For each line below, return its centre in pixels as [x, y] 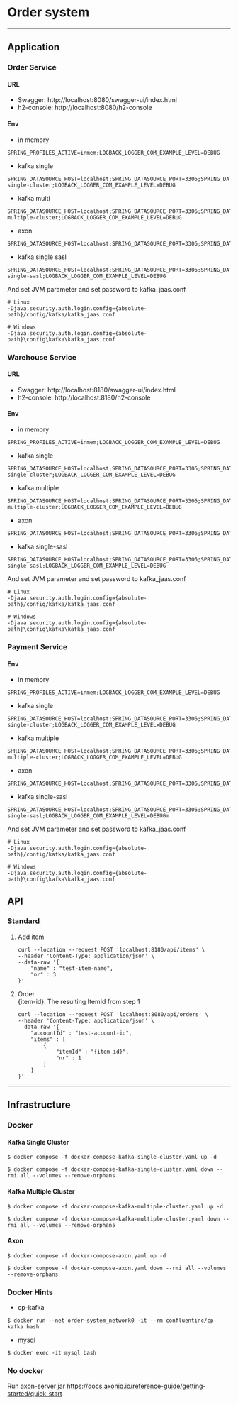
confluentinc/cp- [191, 1321]
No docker [25, 1370]
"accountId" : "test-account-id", [81, 1033]
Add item [31, 937]
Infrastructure [39, 1105]
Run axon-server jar [36, 1386]
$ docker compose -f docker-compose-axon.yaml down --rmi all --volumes [117, 1268]
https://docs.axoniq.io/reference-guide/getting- [136, 1386]
